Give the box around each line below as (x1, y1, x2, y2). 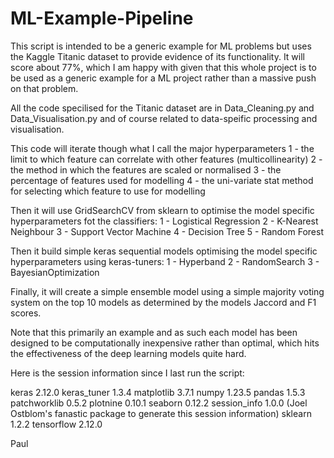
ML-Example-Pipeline (10, 7, 194, 30)
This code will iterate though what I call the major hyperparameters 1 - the (10, 142, 315, 154)
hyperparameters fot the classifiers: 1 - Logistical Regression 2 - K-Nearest (10, 215, 319, 227)
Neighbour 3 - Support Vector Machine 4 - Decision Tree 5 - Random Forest (10, 225, 324, 237)
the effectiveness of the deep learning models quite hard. (10, 347, 247, 359)
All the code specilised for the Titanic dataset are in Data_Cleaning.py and (10, 102, 315, 114)
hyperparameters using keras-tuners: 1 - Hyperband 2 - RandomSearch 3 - (10, 255, 320, 267)
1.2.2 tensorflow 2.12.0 (10, 418, 103, 430)
